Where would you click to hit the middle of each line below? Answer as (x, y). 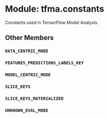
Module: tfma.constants (54, 9)
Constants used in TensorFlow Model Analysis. (52, 22)
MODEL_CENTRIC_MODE (28, 75)
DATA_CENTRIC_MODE (27, 51)
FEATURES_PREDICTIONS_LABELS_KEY (44, 63)
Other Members (30, 38)
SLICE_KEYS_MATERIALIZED (34, 98)
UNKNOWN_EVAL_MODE (27, 110)
